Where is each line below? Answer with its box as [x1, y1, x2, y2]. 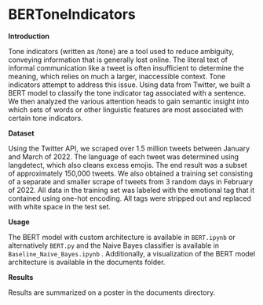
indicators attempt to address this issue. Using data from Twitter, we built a [8, 80, 251, 89]
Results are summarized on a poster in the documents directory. [8, 288, 216, 297]
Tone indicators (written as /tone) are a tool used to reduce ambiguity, [8, 46, 235, 56]
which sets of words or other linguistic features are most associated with [8, 104, 243, 114]
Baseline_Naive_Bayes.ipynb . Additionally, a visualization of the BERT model [8, 249, 256, 258]
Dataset [8, 128, 35, 138]
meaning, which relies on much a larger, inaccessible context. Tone [8, 71, 226, 81]
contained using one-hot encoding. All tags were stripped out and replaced [8, 194, 251, 203]
